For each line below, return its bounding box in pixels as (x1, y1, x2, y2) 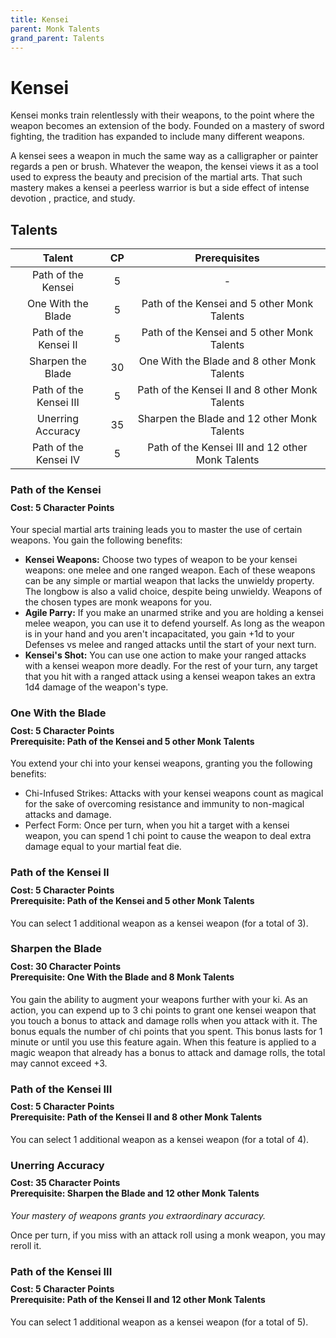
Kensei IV (35, 453, 80, 467)
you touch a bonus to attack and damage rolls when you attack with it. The (10, 1014, 318, 1026)
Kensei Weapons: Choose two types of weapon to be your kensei (24, 554, 298, 566)
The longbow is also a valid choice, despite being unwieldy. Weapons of (24, 586, 323, 598)
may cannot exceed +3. (10, 1057, 108, 1069)
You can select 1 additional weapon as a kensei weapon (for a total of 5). (10, 1316, 309, 1328)
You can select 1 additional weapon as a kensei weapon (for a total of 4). (10, 1133, 310, 1145)
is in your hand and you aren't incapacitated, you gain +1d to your (24, 628, 295, 640)
